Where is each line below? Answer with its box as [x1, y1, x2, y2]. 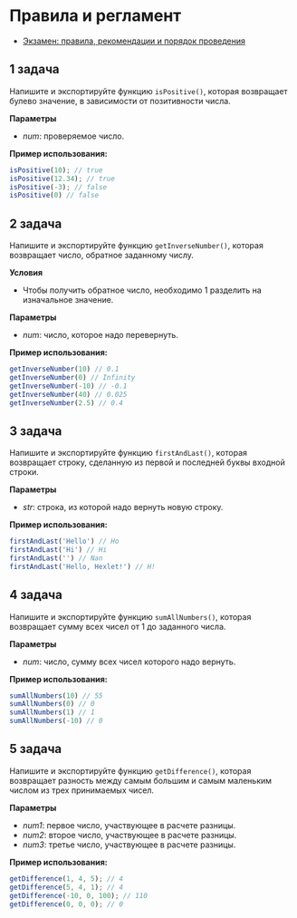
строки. [9, 467, 39, 478]
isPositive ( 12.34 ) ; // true [9, 174, 116, 183]
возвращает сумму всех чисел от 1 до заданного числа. [9, 621, 226, 632]
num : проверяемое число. [22, 130, 125, 141]
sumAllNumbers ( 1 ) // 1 [9, 708, 95, 717]
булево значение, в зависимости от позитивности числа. [9, 95, 231, 106]
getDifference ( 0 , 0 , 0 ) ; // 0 [9, 899, 124, 909]
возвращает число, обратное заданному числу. [9, 250, 195, 261]
